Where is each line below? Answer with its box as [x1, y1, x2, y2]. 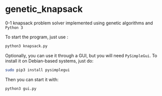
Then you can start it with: [5, 76, 59, 83]
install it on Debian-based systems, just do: [5, 58, 93, 64]
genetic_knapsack [5, 3, 83, 15]
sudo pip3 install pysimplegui [5, 67, 70, 73]
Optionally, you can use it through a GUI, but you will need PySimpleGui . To [5, 52, 158, 58]
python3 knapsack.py [5, 43, 48, 48]
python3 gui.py [5, 86, 37, 91]
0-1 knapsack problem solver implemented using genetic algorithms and [5, 20, 153, 26]
